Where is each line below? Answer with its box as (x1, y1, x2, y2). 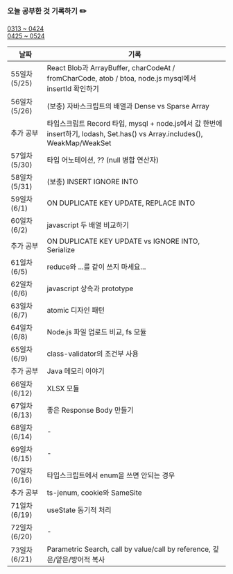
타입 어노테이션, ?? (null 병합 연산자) (46, 155, 159, 165)
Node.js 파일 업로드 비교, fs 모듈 (46, 327, 147, 337)
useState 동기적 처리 (46, 505, 112, 515)
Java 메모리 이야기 (46, 366, 105, 376)
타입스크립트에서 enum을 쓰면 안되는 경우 (46, 470, 175, 480)
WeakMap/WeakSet (46, 138, 112, 148)
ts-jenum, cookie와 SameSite (46, 488, 142, 498)
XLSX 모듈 (46, 384, 80, 393)
